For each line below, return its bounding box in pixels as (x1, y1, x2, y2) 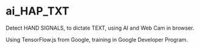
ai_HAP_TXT (5, 4, 69, 18)
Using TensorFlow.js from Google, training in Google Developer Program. (5, 36, 188, 43)
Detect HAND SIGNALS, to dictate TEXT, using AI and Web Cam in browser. (5, 24, 195, 31)
